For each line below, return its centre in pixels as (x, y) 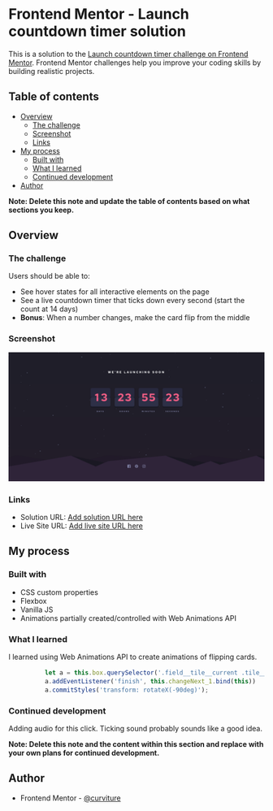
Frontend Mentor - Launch (99, 14)
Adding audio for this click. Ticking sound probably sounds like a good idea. (135, 728)
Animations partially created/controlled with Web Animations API (128, 618)
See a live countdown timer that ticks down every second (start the (132, 301)
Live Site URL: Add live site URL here (82, 526)
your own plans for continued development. (84, 752)
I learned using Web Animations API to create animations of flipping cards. (133, 657)
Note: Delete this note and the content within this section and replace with (136, 744)
